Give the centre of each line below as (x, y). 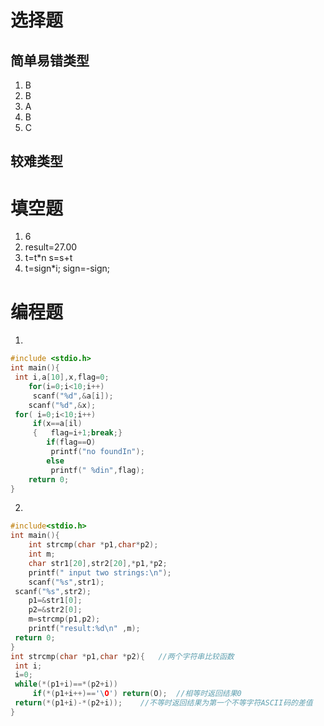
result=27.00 (51, 247)
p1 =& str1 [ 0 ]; (55, 601)
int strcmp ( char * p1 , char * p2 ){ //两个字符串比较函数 (122, 656)
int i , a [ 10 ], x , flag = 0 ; (62, 377)
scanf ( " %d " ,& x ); (62, 405)
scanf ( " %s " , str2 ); (53, 591)
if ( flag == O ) (71, 442)
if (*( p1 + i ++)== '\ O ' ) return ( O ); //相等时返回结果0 (137, 694)
